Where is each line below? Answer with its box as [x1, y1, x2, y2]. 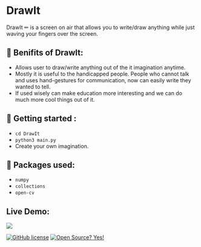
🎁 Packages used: [6, 160, 76, 170]
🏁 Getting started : [6, 113, 77, 124]
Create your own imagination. [15, 142, 89, 150]
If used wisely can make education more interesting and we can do [15, 89, 183, 97]
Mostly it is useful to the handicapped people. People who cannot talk [15, 70, 189, 77]
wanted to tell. [15, 83, 51, 90]
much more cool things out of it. [15, 96, 95, 103]
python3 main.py [15, 137, 56, 143]
